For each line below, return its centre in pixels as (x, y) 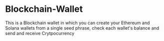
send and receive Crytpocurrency (40, 33)
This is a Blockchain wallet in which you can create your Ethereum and (78, 23)
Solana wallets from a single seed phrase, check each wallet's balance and (82, 28)
